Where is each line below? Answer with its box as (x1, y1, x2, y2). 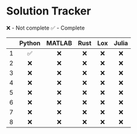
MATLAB (46, 39, 72, 47)
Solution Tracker (6, 4, 92, 18)
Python (19, 39, 41, 47)
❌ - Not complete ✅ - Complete (6, 24, 85, 31)
